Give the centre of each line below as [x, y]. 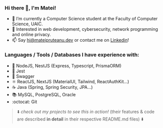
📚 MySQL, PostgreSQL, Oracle [44, 94]
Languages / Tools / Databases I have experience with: [72, 55]
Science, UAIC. [27, 24]
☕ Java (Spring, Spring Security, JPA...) [52, 87]
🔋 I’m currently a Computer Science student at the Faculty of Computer [85, 19]
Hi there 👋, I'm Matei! [31, 8]
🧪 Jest [18, 71]
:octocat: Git [25, 102]
